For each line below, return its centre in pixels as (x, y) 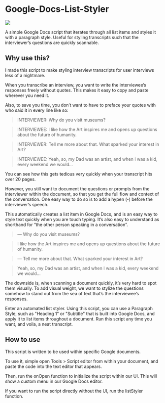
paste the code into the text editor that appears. (53, 366)
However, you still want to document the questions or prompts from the (77, 188)
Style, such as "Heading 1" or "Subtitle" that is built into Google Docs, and (80, 313)
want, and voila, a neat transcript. (39, 324)
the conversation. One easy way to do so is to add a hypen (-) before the (79, 199)
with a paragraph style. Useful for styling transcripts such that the (72, 37)
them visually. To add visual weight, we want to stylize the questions (74, 288)
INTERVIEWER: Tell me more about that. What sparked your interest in (88, 144)
